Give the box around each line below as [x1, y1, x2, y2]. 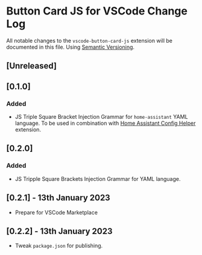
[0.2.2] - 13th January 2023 [6, 226, 113, 236]
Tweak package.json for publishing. [14, 242, 103, 250]
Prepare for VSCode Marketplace [14, 209, 98, 216]
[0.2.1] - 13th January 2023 [6, 193, 110, 203]
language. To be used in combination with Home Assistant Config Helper [14, 119, 196, 127]
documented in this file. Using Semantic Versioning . [6, 43, 134, 51]
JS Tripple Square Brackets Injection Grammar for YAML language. [14, 175, 181, 182]
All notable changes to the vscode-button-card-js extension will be [6, 37, 173, 44]
